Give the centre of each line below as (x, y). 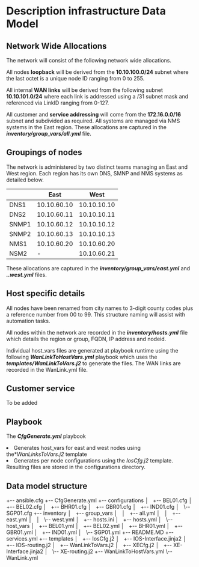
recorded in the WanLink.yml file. (47, 369)
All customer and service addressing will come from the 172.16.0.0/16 (94, 114)
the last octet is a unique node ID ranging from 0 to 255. (75, 78)
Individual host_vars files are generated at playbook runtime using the (92, 350)
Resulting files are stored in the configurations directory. (76, 467)
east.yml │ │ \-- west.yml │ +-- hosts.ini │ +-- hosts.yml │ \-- (90, 520)
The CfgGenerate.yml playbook (46, 436)
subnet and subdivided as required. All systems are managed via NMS (93, 121)
